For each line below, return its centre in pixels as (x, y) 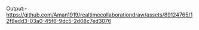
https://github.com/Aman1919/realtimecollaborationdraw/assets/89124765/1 (99, 15)
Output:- (17, 9)
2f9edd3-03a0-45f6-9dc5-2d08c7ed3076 (59, 21)
